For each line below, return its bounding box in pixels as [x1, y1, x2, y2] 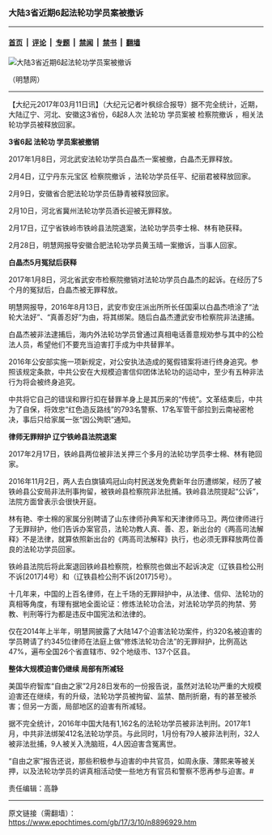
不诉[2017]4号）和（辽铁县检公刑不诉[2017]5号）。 [8, 572, 176, 581]
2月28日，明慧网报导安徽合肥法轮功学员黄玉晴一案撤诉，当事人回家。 [8, 240, 241, 250]
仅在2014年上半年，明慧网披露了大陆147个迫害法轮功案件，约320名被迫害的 [8, 626, 262, 636]
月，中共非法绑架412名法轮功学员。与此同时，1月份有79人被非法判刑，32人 [8, 728, 261, 739]
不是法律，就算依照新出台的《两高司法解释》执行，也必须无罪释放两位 [22, 533, 257, 544]
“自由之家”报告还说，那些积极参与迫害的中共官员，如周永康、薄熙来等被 [8, 756, 249, 765]
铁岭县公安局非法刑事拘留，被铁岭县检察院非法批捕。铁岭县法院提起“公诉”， [8, 486, 263, 496]
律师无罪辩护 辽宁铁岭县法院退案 [8, 431, 117, 441]
